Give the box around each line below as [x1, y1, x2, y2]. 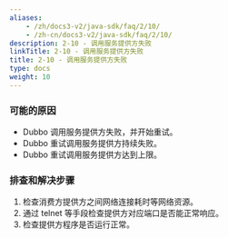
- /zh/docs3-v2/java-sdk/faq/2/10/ [25, 22, 161, 31]
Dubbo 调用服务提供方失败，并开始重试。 [22, 126, 178, 137]
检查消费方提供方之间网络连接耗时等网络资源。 [22, 196, 198, 207]
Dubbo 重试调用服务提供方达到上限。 [22, 149, 162, 160]
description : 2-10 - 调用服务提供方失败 [9, 38, 153, 48]
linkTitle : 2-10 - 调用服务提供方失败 [9, 47, 144, 56]
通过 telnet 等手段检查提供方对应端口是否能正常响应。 [22, 208, 224, 219]
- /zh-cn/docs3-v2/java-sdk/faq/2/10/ [25, 30, 173, 39]
